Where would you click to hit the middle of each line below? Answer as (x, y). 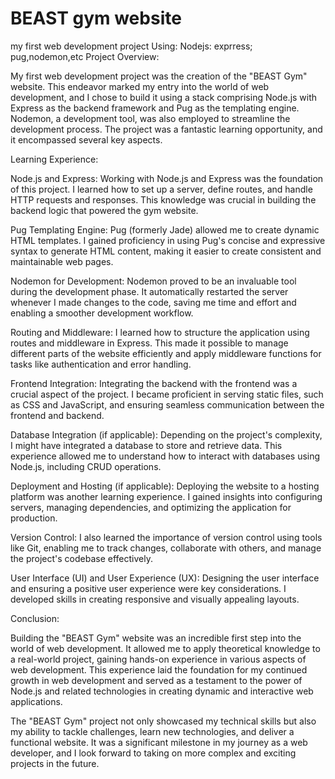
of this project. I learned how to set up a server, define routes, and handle (161, 189)
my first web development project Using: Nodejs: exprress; (131, 46)
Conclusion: (35, 618)
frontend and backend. (57, 415)
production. (34, 518)
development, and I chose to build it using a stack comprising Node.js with (164, 97)
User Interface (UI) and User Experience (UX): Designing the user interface (165, 578)
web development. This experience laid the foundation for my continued (159, 669)
